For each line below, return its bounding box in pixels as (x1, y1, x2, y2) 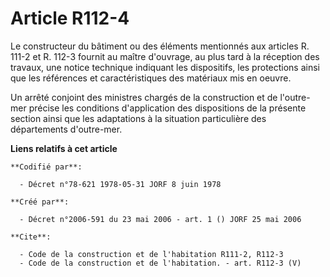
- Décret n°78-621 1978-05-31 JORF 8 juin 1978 (19, 179, 222, 189)
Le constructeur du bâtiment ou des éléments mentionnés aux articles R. (10, 40, 310, 52)
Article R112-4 (10, 7, 130, 30)
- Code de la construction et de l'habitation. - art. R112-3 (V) (19, 258, 302, 268)
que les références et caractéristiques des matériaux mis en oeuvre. (10, 72, 292, 84)
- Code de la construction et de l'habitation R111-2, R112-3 (19, 249, 284, 259)
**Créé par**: (10, 197, 70, 207)
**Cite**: (10, 232, 52, 242)
